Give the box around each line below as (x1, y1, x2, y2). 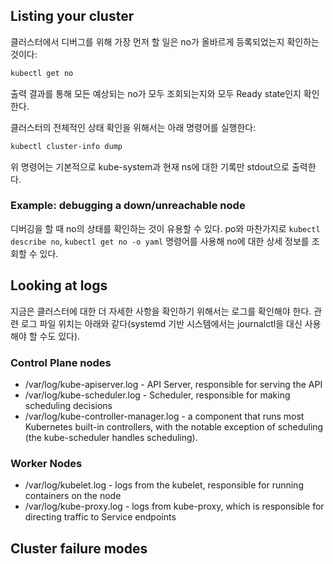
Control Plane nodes (10, 355, 112, 369)
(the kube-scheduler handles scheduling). (24, 431, 198, 443)
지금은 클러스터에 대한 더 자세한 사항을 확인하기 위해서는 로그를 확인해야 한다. (10, 305, 312, 317)
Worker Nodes (10, 456, 83, 470)
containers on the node (24, 490, 122, 502)
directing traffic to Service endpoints (24, 511, 177, 523)
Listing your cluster (10, 8, 135, 25)
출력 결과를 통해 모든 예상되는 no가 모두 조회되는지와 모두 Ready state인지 (10, 87, 302, 99)
